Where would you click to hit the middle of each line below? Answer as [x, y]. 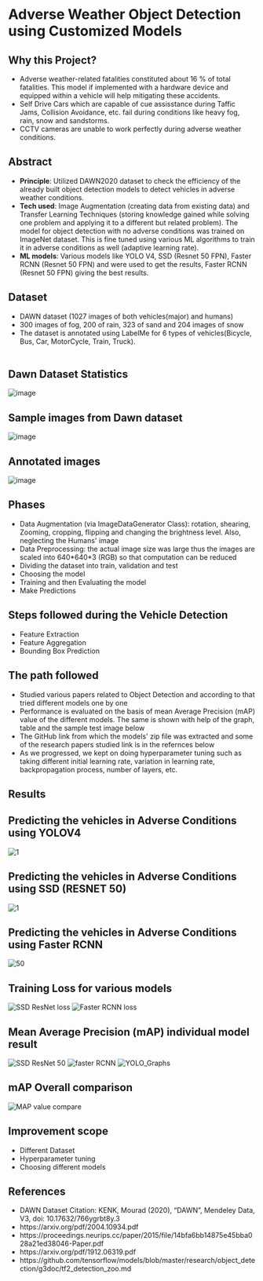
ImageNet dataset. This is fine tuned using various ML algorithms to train [137, 239]
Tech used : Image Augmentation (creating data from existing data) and [134, 206]
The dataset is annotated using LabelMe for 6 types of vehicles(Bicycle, [136, 333]
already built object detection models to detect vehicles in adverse [127, 189]
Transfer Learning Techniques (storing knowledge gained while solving [134, 214]
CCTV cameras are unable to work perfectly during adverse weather [130, 129]
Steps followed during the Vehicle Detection [118, 615]
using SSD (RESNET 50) [68, 889]
